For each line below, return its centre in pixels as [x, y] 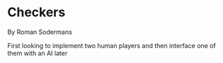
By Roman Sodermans [40, 32]
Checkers [36, 12]
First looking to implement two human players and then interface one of [111, 45]
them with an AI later [38, 53]
